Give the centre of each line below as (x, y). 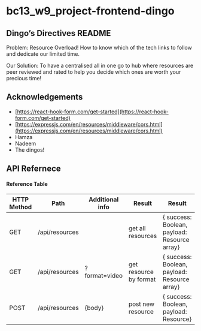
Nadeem (25, 143)
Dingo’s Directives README (59, 33)
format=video (104, 276)
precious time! (24, 78)
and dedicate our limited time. (43, 54)
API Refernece (33, 169)
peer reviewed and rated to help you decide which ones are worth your (94, 72)
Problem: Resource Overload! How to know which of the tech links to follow (99, 47)
